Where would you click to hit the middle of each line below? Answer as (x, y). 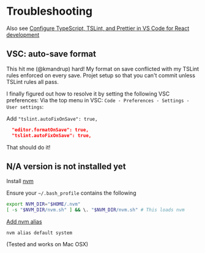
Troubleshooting (50, 11)
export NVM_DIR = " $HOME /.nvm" (43, 204)
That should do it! (28, 147)
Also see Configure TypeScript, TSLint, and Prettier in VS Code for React (98, 28)
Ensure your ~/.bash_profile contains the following (71, 193)
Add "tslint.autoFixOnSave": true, (52, 118)
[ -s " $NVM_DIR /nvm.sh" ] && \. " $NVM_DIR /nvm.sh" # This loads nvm (95, 210)
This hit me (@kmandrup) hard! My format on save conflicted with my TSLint (103, 69)
